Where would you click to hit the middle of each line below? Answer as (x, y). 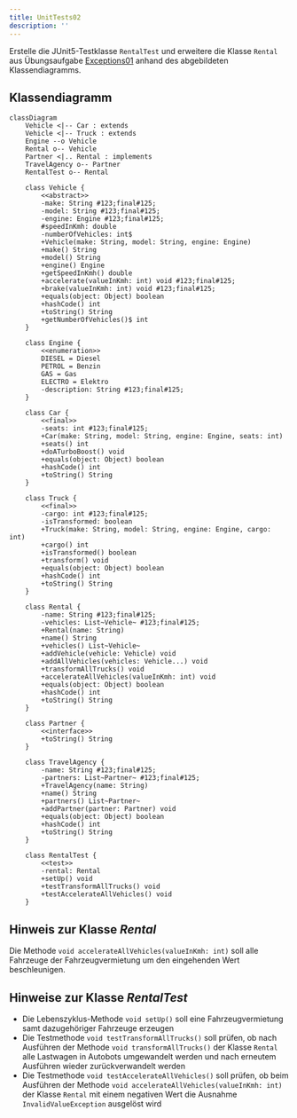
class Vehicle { (55, 188)
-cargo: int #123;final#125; (95, 514)
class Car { (47, 413)
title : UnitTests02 (45, 17)
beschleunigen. (37, 970)
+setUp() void (67, 879)
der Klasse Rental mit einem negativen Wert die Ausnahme (129, 1094)
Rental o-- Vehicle (61, 149)
